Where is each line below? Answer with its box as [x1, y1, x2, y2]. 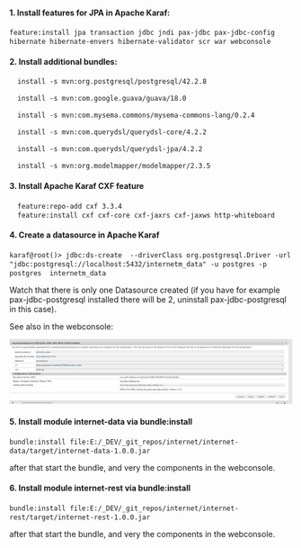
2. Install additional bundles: [9, 56, 118, 67]
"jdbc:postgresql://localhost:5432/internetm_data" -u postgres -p [9, 259, 268, 269]
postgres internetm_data [9, 268, 106, 278]
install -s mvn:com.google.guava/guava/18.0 [17, 94, 187, 103]
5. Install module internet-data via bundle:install [9, 417, 193, 427]
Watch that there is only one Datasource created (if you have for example [9, 284, 280, 295]
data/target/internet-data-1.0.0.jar [9, 446, 151, 455]
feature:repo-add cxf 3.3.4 [17, 202, 123, 211]
